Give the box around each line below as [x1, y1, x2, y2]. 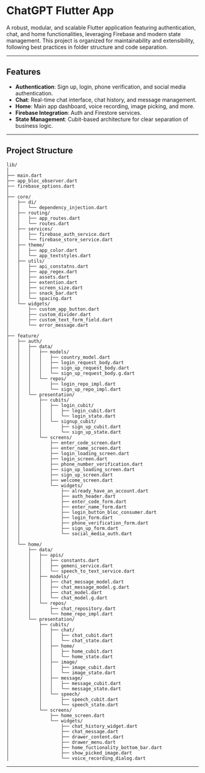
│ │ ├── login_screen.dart [6, 456, 108, 462]
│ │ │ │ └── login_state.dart [6, 413, 116, 419]
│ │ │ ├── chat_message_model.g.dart [6, 584, 130, 590]
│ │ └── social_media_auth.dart [6, 530, 132, 537]
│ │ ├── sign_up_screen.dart [6, 472, 113, 478]
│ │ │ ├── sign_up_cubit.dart [6, 423, 121, 430]
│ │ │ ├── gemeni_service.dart [6, 563, 113, 569]
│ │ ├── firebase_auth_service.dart [6, 231, 111, 237]
